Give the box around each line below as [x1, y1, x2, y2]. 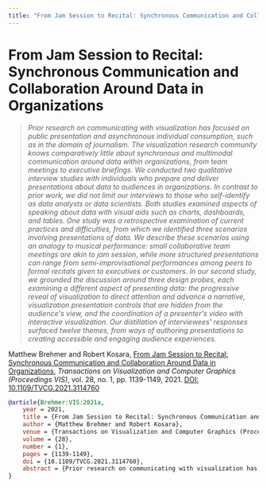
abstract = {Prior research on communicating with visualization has [22, 465, 258, 473]
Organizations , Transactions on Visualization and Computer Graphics [8, 366, 236, 376]
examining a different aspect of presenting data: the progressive [27, 283, 240, 292]
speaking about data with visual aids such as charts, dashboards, [27, 207, 246, 217]
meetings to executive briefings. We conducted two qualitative [27, 164, 233, 175]
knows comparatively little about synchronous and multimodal [27, 148, 233, 157]
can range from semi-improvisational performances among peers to [27, 257, 253, 267]
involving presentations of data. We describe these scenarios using [27, 232, 250, 242]
